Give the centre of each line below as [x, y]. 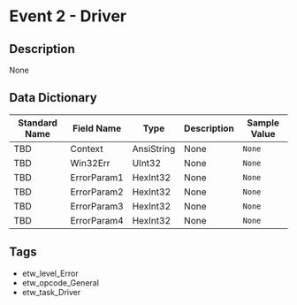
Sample [263, 123]
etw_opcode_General [61, 282]
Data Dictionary [53, 98]
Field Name [97, 128]
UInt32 [147, 163]
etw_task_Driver [51, 292]
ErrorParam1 [97, 177]
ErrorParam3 [97, 206]
